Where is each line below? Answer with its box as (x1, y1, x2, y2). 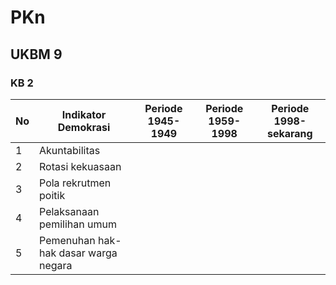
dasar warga (58, 246, 118, 260)
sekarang (266, 126, 313, 140)
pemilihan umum (39, 217, 117, 231)
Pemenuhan (39, 233, 96, 247)
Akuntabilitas (39, 143, 101, 157)
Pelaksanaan (39, 204, 100, 218)
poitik (39, 188, 66, 202)
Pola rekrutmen (39, 176, 112, 190)
